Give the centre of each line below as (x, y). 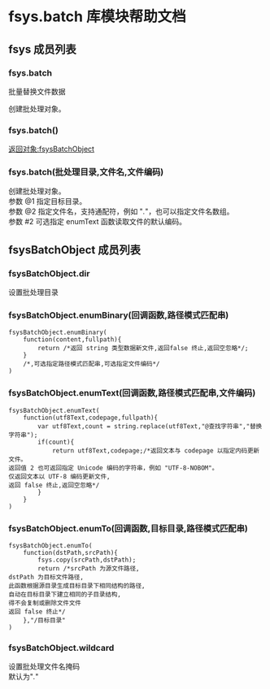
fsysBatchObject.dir (49, 273)
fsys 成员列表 (43, 49)
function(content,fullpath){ (72, 340)
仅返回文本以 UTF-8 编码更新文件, (59, 476)
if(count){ (56, 442)
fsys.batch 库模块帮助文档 (97, 17)
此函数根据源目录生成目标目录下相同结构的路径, (77, 586)
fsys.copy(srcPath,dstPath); (87, 560)
